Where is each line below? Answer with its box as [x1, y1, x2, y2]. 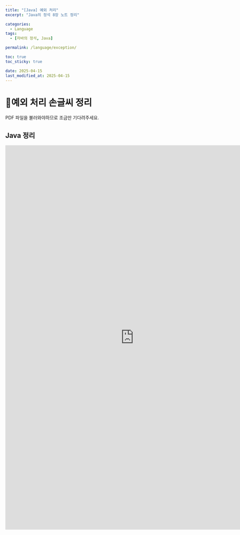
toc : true [5, 54, 27, 59]
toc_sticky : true [5, 59, 43, 64]
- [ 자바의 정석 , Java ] [10, 36, 53, 41]
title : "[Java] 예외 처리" [5, 7, 59, 13]
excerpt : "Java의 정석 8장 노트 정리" [5, 12, 79, 17]
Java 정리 [5, 131, 35, 140]
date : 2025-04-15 [5, 68, 43, 73]
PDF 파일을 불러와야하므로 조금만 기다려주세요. [5, 115, 99, 121]
